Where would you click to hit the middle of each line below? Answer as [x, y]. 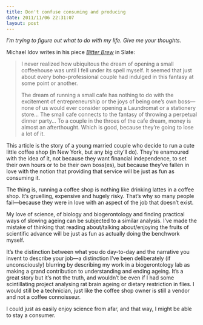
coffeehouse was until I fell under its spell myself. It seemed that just [106, 70]
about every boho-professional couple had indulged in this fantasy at [107, 77]
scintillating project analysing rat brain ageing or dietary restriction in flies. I [101, 284]
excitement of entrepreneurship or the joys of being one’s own [99, 101]
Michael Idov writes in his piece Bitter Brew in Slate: [71, 52]
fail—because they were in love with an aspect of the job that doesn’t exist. [100, 203]
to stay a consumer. [31, 315]
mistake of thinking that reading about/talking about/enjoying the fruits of [98, 227]
